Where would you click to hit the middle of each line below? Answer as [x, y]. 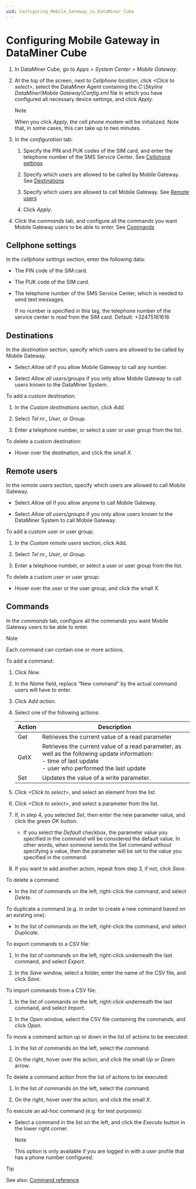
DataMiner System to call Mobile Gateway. [65, 520]
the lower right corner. [41, 1128]
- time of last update [70, 761]
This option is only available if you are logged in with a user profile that [99, 1151]
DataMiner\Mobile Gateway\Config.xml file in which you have [88, 93]
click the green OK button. [46, 821]
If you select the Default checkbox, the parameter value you [95, 832]
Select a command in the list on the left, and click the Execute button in [100, 1122]
